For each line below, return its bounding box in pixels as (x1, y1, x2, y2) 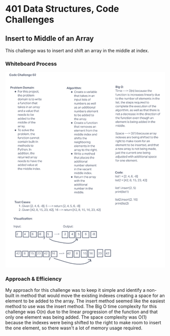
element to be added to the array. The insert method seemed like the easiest (5, 298, 165, 304)
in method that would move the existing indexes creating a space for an (15, 292, 165, 298)
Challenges (5, 14, 54, 25)
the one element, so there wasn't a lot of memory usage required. (5, 325, 143, 331)
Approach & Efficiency (5, 276, 62, 283)
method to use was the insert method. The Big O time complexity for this (5, 303, 157, 309)
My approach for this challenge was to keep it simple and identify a (5, 287, 146, 293)
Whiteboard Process (5, 60, 57, 67)
